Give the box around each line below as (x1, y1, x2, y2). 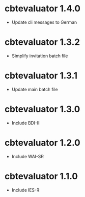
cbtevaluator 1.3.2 (4, 36, 80, 48)
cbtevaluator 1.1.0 (4, 170, 78, 182)
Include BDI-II (11, 120, 40, 126)
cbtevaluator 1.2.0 (4, 137, 81, 148)
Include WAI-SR (11, 153, 44, 159)
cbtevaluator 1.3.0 (4, 104, 81, 115)
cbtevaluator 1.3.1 (4, 70, 78, 81)
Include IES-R (11, 187, 40, 193)
